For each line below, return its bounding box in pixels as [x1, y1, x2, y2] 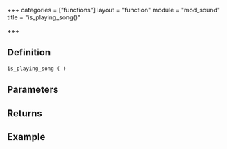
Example [7, 131, 46, 143]
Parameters [7, 84, 59, 96]
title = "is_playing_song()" [7, 13, 81, 21]
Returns [7, 107, 43, 119]
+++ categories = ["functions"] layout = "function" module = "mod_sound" [7, 6, 220, 14]
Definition [7, 46, 51, 58]
